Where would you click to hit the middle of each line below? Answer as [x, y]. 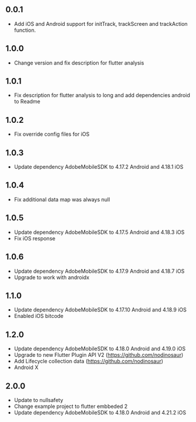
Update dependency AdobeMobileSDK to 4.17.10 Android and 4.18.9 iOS [100, 310]
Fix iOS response [35, 238]
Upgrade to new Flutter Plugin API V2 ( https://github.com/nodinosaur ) [99, 355]
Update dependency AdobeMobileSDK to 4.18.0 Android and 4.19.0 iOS [100, 349]
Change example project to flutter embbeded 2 [71, 406]
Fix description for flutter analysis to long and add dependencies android [102, 95]
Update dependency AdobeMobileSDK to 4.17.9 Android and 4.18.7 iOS [99, 271]
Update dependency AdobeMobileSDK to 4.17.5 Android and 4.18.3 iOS [99, 232]
